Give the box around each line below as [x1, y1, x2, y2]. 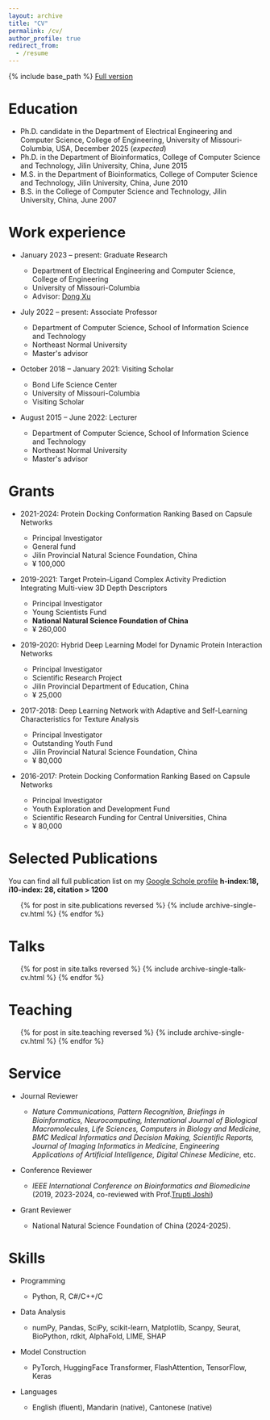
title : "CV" [8, 19, 48, 27]
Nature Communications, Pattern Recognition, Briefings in [31, 1107, 226, 1116]
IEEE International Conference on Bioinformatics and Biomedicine [31, 1180, 251, 1191]
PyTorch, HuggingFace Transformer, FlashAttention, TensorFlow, [31, 1362, 247, 1372]
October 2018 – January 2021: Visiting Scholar [19, 364, 174, 374]
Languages [19, 1386, 58, 1397]
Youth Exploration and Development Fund [31, 804, 171, 814]
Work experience [8, 224, 127, 242]
